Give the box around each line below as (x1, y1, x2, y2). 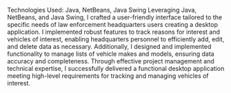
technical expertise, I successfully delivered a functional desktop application (7, 65, 225, 72)
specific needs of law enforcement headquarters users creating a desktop (7, 21, 219, 28)
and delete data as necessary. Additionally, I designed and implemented (7, 43, 212, 50)
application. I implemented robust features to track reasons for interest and (7, 28, 221, 36)
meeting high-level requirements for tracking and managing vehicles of (7, 72, 209, 80)
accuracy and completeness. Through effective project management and (7, 57, 215, 65)
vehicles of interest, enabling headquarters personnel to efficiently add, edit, (7, 35, 225, 43)
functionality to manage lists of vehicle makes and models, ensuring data (7, 50, 215, 58)
